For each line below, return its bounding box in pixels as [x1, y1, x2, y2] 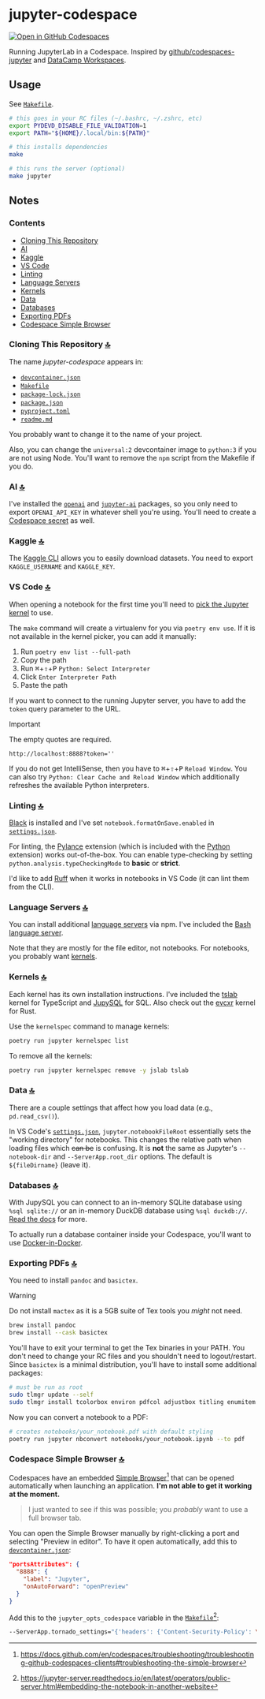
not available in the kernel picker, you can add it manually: [9, 631, 197, 640]
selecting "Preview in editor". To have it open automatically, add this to [9, 1537, 237, 1547]
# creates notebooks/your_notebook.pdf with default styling [9, 1428, 214, 1436]
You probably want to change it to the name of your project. [9, 429, 203, 439]
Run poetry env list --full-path [20, 647, 131, 656]
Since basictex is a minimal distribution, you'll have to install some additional [9, 1360, 257, 1369]
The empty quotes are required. [9, 734, 112, 744]
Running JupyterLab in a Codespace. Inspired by [9, 47, 167, 56]
